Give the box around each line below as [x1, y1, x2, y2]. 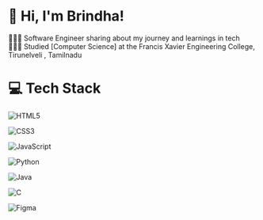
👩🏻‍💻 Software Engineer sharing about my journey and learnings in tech [8, 33, 240, 43]
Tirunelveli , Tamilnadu [8, 50, 82, 59]
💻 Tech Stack [8, 79, 101, 97]
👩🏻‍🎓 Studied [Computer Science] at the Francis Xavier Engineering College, [8, 41, 256, 51]
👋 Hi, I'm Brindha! [8, 7, 125, 25]
